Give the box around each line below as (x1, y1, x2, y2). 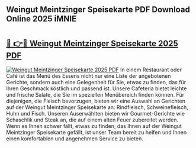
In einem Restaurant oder (120, 66, 182, 73)
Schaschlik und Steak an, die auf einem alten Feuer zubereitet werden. (6, 116, 179, 123)
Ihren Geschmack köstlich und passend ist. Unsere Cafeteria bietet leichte (6, 85, 187, 92)
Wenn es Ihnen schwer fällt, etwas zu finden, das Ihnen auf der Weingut (6, 123, 182, 129)
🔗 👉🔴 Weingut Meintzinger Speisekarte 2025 (6, 38, 179, 48)
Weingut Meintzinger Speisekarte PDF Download (6, 5, 191, 15)
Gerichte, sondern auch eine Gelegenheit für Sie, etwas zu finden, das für (6, 79, 187, 85)
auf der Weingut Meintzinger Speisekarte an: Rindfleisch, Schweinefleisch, (6, 104, 188, 111)
